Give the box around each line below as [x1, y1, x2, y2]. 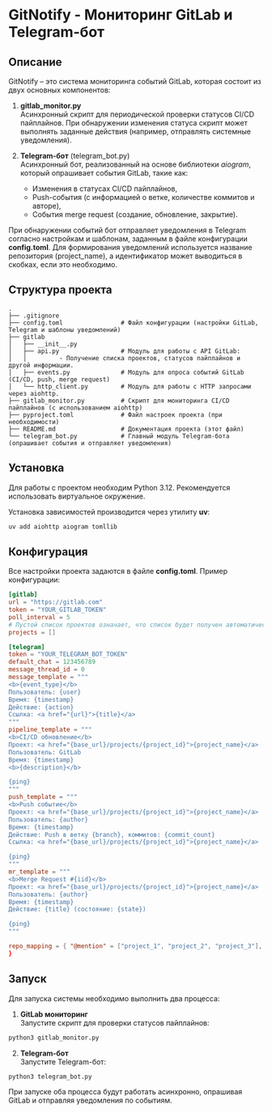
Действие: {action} [8, 703, 74, 712]
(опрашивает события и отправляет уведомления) [8, 439, 172, 447]
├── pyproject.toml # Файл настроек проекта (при [8, 410, 223, 418]
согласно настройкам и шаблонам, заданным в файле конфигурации [8, 234, 249, 244]
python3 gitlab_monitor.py [8, 1034, 100, 1042]
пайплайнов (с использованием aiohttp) [8, 403, 143, 412]
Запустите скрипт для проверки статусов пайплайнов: [19, 1017, 210, 1027]
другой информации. [8, 361, 74, 369]
